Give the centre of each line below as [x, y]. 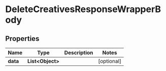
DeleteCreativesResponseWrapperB [83, 9]
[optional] [110, 61]
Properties [22, 39]
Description [79, 53]
